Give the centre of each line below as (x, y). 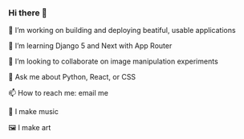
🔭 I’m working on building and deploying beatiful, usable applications (122, 31)
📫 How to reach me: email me (58, 93)
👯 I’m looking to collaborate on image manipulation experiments (113, 61)
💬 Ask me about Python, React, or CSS (72, 77)
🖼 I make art (30, 128)
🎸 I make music (33, 112)
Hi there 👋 (28, 13)
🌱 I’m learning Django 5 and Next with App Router (90, 46)
